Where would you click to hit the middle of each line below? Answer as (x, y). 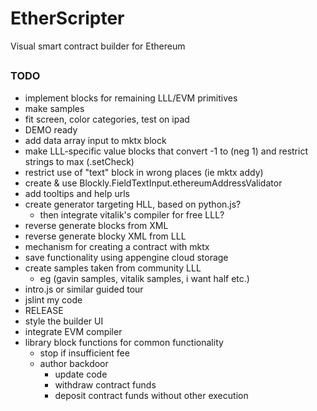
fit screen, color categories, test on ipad (107, 119)
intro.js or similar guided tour (84, 289)
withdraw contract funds (105, 384)
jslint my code (53, 299)
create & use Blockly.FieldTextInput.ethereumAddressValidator (153, 183)
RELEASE (44, 310)
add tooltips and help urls (77, 193)
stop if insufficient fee (84, 353)
